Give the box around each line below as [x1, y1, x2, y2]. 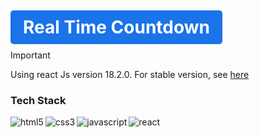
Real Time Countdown [23, 16, 211, 39]
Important [10, 49, 51, 61]
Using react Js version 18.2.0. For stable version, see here [10, 68, 250, 80]
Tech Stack [10, 93, 67, 107]
